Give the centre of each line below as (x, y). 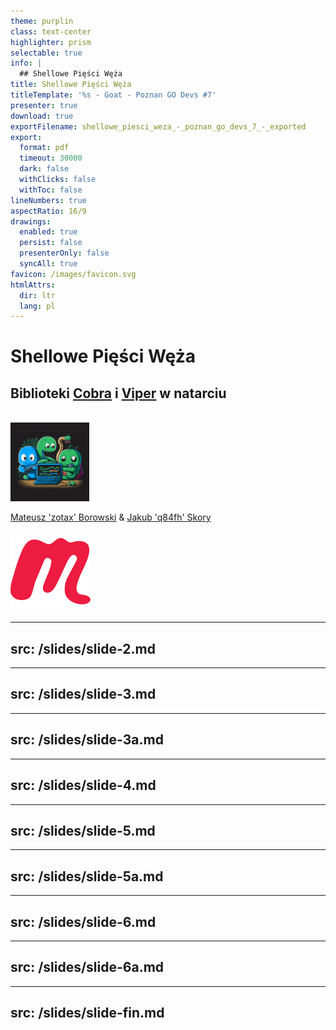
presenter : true (44, 105)
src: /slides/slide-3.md (83, 694)
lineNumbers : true (48, 200)
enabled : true (48, 232)
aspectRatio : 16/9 (48, 211)
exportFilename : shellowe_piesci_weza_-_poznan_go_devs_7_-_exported (158, 126)
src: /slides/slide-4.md (83, 785)
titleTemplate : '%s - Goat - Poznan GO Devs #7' (113, 95)
